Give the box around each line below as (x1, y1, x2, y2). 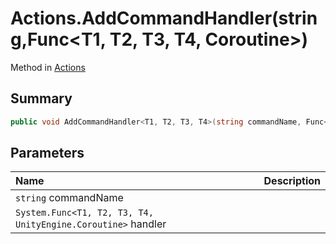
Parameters (10, 145, 85, 162)
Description (263, 174, 321, 188)
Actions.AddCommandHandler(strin (10, 7, 318, 30)
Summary (10, 90, 73, 107)
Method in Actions (10, 61, 86, 73)
